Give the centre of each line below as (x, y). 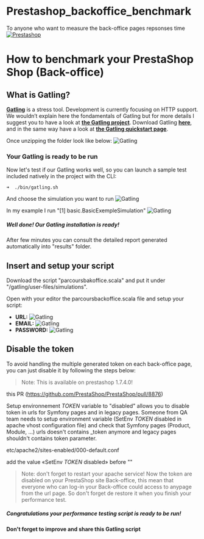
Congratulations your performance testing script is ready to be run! (94, 513)
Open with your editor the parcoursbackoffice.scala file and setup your (95, 299)
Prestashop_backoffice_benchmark (99, 11)
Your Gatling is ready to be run (52, 156)
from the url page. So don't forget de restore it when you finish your (106, 493)
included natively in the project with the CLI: (62, 176)
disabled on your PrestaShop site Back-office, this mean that (97, 480)
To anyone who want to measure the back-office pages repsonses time (96, 28)
